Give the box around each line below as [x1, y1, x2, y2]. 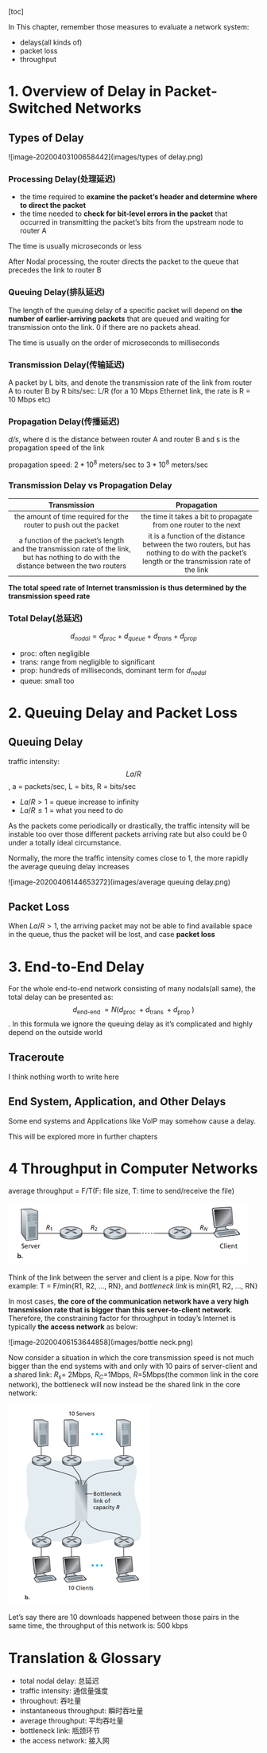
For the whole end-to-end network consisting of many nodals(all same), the [8, 984, 256, 994]
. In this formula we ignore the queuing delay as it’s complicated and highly [8, 1019, 253, 1029]
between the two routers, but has [142, 539, 251, 549]
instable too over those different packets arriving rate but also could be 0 [8, 829, 248, 839]
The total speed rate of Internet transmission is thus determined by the [8, 582, 247, 592]
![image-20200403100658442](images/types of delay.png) [8, 152, 203, 162]
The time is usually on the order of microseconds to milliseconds [8, 338, 220, 347]
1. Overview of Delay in [8, 83, 162, 100]
